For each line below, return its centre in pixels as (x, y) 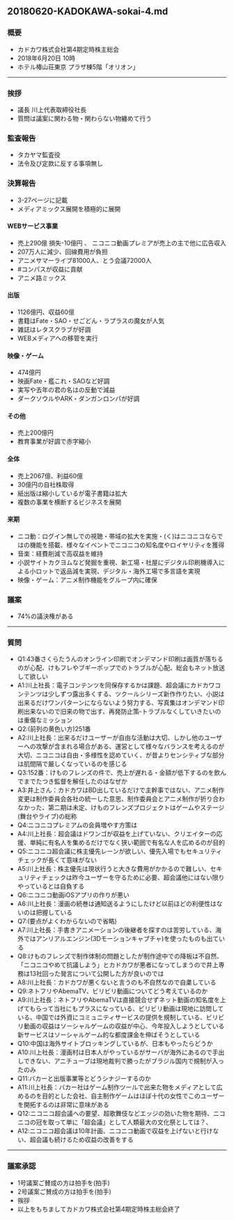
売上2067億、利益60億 (50, 475)
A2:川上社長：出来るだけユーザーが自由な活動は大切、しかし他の (110, 738)
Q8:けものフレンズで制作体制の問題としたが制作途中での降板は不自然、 (120, 956)
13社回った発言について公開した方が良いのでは (97, 974)
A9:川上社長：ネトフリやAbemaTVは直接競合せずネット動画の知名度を (119, 1000)
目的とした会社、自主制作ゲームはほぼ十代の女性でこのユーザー (133, 1096)
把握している (54, 912)
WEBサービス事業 (33, 226)
